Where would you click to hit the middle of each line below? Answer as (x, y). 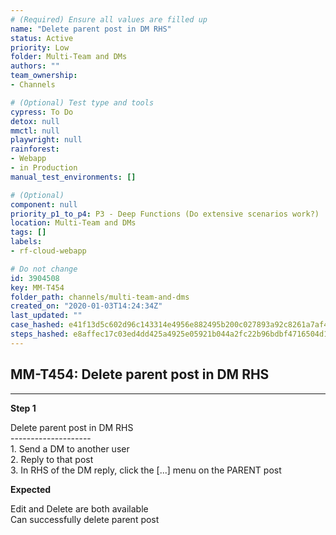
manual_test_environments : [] (73, 177)
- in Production (44, 168)
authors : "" (35, 66)
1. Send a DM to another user (70, 448)
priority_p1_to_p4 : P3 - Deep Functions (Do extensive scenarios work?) (165, 214)
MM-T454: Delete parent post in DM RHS (140, 374)
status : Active (42, 38)
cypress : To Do (42, 112)
